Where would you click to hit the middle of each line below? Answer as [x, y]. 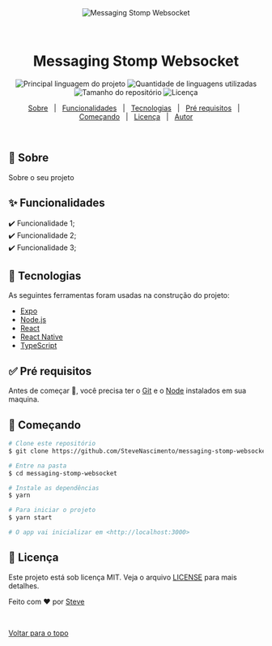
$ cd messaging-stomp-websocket [63, 473]
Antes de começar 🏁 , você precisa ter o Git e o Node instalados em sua [127, 391]
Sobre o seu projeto [41, 177]
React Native [41, 337]
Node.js [33, 320]
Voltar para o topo [38, 633]
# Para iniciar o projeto [52, 510]
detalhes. [24, 586]
